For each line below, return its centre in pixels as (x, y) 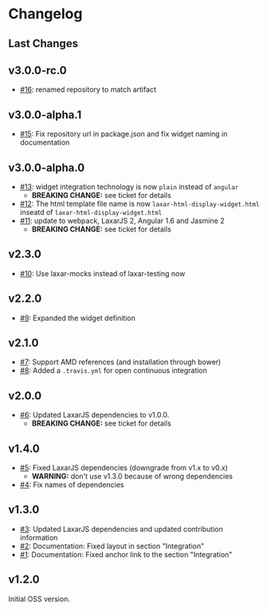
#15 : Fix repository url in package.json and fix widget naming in (124, 134)
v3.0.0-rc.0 (37, 70)
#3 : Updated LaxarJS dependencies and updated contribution (121, 529)
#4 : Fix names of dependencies (72, 485)
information (39, 537)
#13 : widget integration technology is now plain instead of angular (129, 187)
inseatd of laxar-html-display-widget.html (91, 212)
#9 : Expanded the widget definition (77, 318)
